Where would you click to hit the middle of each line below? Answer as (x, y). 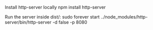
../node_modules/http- (124, 17)
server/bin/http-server (28, 22)
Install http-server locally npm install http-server (55, 7)
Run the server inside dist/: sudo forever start (52, 17)
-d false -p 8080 (70, 22)
